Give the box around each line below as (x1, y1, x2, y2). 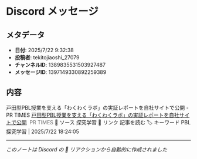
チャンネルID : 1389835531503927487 (14, 62, 106, 68)
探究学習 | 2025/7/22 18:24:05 (6, 128, 79, 135)
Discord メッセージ (6, 5, 98, 18)
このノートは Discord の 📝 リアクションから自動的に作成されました (6, 146, 168, 153)
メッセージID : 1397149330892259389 (14, 69, 107, 76)
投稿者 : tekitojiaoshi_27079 (14, 54, 80, 61)
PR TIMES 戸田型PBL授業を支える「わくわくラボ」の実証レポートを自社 (6, 111, 180, 119)
